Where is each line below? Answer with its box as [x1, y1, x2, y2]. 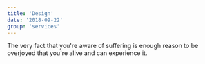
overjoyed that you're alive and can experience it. [7, 49, 148, 57]
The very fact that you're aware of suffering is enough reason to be [7, 42, 199, 50]
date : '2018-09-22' [7, 17, 64, 23]
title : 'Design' [7, 10, 54, 17]
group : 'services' [7, 23, 60, 30]
